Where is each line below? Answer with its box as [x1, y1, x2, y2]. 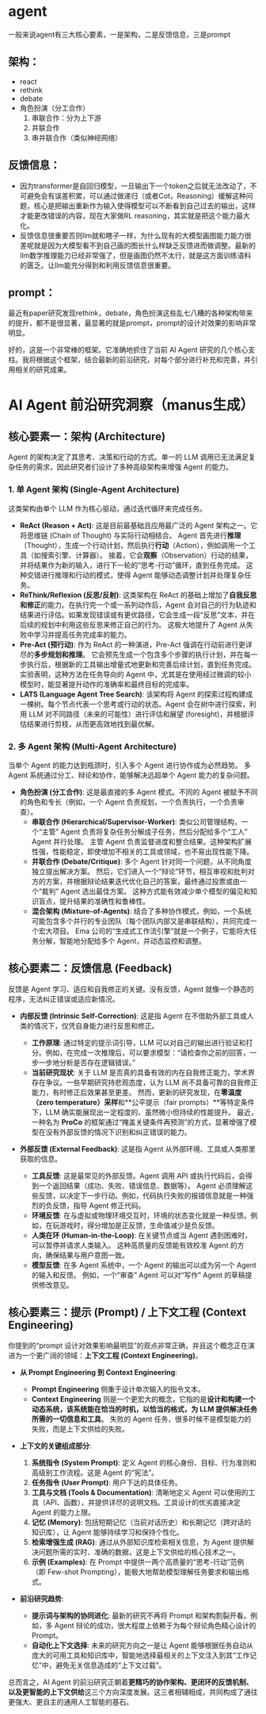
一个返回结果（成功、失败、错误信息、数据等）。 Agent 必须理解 [38, 1180, 246, 1190]
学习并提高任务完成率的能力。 [33, 630, 131, 639]
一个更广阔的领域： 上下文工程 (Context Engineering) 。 [21, 1350, 203, 1360]
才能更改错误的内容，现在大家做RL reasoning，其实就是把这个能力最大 [19, 210, 251, 220]
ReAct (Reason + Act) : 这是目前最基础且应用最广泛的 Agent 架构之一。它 [19, 520, 258, 530]
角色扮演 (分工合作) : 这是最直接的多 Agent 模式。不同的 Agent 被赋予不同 [19, 787, 258, 797]
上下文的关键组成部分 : [19, 1441, 92, 1450]
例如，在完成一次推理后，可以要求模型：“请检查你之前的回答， [45, 1048, 250, 1057]
